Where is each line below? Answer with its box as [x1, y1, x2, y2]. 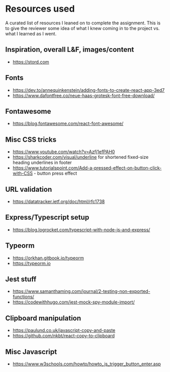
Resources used [5, 3, 75, 15]
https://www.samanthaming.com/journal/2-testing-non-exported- [12, 288, 151, 294]
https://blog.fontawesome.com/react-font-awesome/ [12, 120, 124, 127]
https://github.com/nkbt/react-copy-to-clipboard [12, 333, 115, 339]
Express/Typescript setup [5, 213, 90, 222]
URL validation [5, 185, 52, 193]
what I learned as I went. [5, 30, 57, 37]
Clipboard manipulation [5, 314, 81, 322]
